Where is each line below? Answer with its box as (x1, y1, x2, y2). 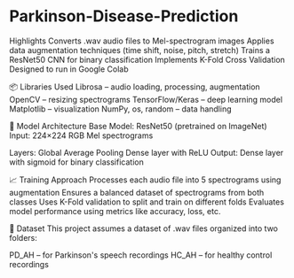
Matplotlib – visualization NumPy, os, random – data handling (9, 104, 233, 114)
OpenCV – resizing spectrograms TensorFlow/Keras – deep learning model (9, 94, 282, 104)
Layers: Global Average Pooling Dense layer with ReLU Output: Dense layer (9, 147, 284, 158)
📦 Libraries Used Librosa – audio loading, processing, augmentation (9, 81, 260, 92)
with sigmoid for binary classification (9, 157, 144, 167)
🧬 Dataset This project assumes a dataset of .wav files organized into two (9, 223, 278, 234)
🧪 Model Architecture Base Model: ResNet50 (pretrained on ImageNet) (9, 120, 268, 131)
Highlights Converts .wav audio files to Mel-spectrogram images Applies (9, 35, 274, 46)
